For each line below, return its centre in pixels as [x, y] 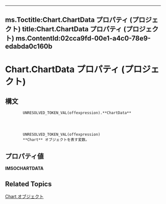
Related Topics [28, 184]
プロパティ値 [24, 156]
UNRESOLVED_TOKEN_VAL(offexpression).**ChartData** [77, 113]
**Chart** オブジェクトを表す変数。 [56, 140]
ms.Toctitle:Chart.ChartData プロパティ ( [69, 20]
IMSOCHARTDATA [24, 168]
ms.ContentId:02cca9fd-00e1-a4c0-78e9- [83, 38]
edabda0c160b [29, 47]
